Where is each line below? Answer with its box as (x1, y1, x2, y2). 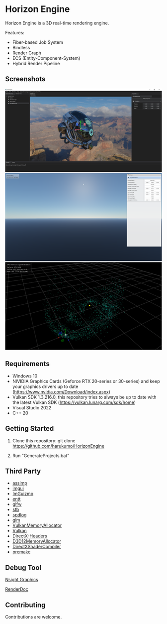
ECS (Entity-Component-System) (12, 55, 81, 61)
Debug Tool (5, 563, 42, 572)
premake (12, 549, 31, 555)
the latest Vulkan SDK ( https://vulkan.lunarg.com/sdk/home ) (12, 399, 136, 405)
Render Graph (12, 50, 41, 56)
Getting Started (5, 424, 54, 433)
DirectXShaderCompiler (12, 544, 61, 550)
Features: (5, 29, 25, 35)
